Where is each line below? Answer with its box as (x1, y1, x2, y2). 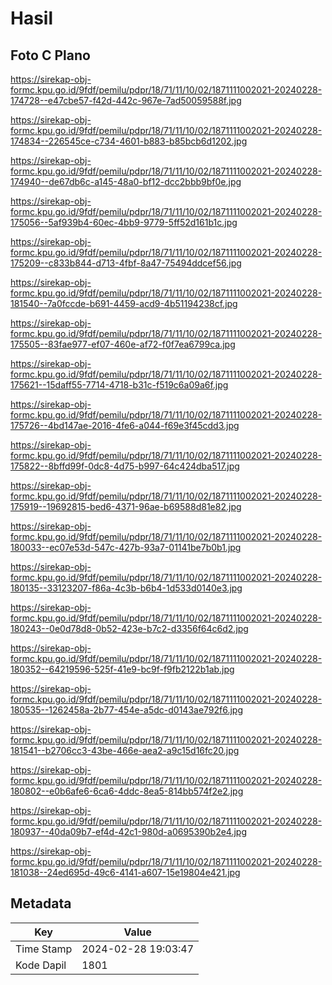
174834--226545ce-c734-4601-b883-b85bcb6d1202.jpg (10, 135, 248, 147)
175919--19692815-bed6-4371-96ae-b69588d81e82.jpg (10, 501, 242, 512)
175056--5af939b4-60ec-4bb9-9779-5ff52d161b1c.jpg (10, 217, 238, 228)
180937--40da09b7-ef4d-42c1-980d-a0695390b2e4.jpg (10, 826, 247, 837)
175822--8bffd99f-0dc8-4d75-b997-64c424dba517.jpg (10, 460, 240, 472)
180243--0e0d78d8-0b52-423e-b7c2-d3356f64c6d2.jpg (10, 623, 249, 634)
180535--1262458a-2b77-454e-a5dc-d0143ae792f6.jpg (10, 704, 244, 716)
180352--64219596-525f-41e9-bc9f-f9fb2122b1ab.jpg (10, 663, 235, 675)
